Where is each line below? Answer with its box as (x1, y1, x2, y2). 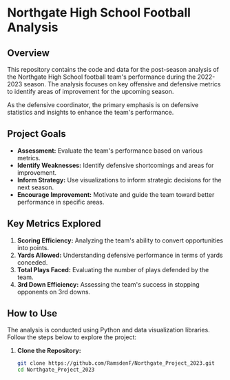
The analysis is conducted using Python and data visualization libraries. (7, 326, 210, 334)
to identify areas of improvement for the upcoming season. (7, 88, 174, 95)
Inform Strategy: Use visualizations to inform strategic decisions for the (17, 175, 222, 184)
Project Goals (7, 128, 67, 140)
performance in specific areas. (17, 198, 105, 206)
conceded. (17, 258, 48, 267)
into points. (17, 243, 50, 251)
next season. (17, 183, 54, 191)
